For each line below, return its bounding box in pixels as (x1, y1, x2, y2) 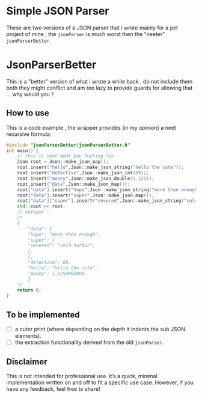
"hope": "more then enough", (28, 231, 101, 237)
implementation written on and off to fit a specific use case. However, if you (6, 379, 194, 386)
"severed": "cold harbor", (28, 242, 96, 249)
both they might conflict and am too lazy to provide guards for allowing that (6, 84, 193, 91)
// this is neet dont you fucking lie (17, 153, 114, 159)
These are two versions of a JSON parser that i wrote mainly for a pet (6, 24, 179, 31)
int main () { (6, 147, 39, 154)
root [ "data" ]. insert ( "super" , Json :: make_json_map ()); (17, 192, 155, 198)
